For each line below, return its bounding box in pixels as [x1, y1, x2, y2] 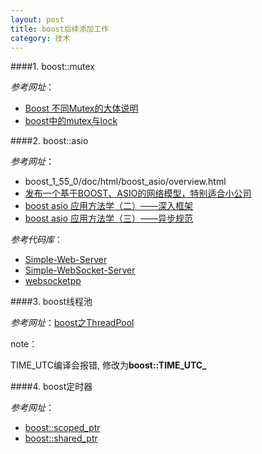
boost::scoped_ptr [24, 422, 101, 434]
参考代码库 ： [10, 234, 63, 246]
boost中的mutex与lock [24, 115, 118, 127]
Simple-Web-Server [24, 254, 108, 266]
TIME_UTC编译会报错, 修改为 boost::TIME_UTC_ [10, 359, 207, 371]
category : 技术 [10, 33, 71, 43]
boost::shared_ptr [24, 432, 98, 445]
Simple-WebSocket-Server [24, 264, 136, 276]
